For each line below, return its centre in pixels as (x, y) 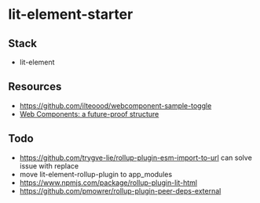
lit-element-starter (71, 14)
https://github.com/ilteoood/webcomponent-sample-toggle (115, 105)
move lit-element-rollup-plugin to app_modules (96, 174)
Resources (35, 87)
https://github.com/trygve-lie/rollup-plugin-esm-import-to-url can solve (136, 158)
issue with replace (49, 165)
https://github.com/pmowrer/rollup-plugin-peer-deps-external (120, 190)
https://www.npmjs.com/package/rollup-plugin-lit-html (108, 183)
